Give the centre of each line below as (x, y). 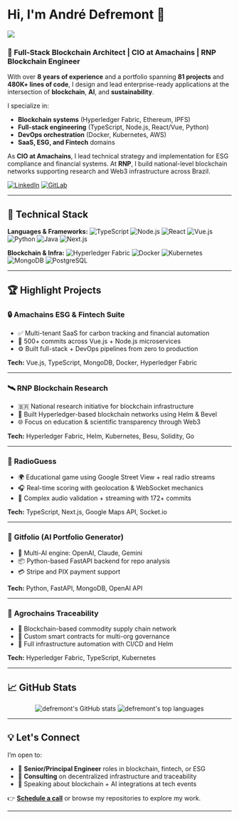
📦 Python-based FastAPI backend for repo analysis (94, 561)
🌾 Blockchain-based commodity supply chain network (97, 629)
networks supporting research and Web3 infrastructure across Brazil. (109, 171)
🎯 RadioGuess (32, 461)
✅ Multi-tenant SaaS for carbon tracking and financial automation (113, 333)
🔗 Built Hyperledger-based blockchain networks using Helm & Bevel (117, 414)
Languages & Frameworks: (48, 232)
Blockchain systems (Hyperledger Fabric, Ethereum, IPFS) (104, 120)
